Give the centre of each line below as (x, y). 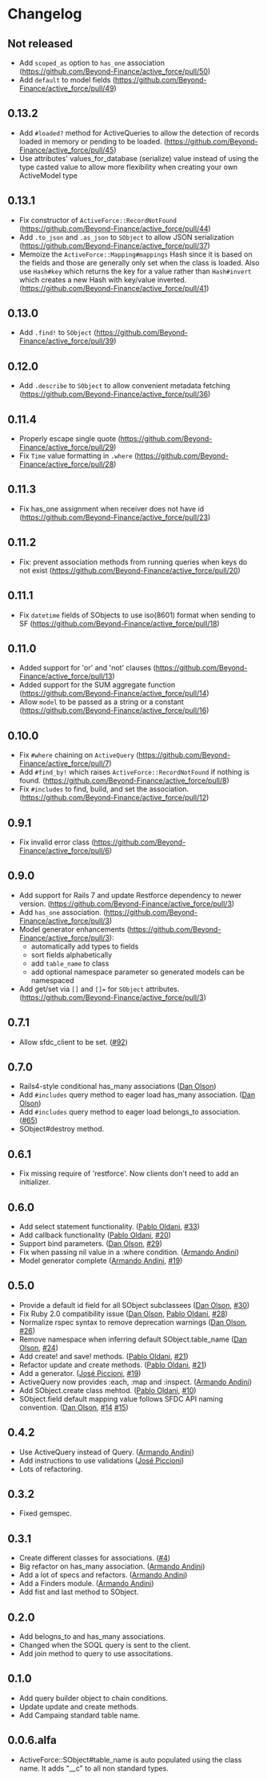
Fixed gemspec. (46, 1513)
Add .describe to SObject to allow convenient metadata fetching (125, 386)
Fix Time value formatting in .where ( (78, 456)
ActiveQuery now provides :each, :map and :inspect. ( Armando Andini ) (135, 1382)
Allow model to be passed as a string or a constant (102, 702)
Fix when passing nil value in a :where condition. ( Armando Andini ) (129, 1252)
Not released (40, 44)
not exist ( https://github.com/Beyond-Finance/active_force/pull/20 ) (130, 570)
